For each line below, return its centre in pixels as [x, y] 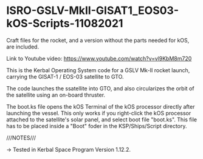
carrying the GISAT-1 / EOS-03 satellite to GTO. [65, 76]
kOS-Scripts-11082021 [65, 23]
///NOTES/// [21, 138]
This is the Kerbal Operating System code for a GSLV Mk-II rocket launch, [98, 70]
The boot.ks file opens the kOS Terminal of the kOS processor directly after [101, 106]
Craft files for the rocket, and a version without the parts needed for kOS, [98, 40]
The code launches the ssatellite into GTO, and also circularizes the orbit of [100, 88]
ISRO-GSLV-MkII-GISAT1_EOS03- [93, 11]
